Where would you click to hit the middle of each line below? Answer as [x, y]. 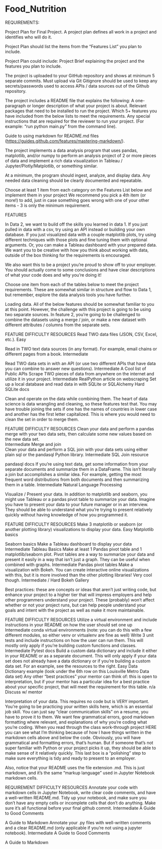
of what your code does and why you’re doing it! [53, 275]
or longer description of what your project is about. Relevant [87, 106]
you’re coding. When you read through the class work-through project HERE [81, 727]
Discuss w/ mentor [24, 692]
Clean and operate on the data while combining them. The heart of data [76, 398]
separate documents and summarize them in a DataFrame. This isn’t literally [81, 469]
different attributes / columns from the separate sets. [58, 325]
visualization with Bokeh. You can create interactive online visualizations [77, 569]
